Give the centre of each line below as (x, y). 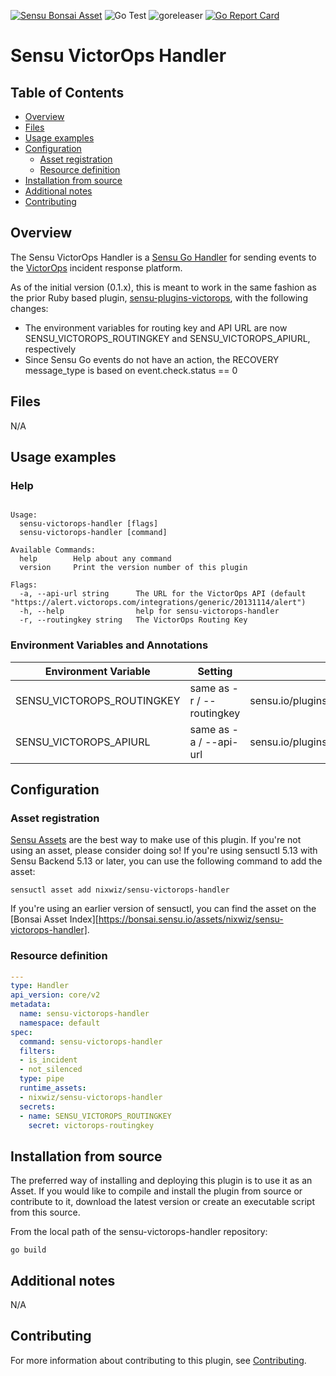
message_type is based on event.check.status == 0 (131, 370)
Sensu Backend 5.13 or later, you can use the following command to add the (166, 861)
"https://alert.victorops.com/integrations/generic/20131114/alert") (158, 603)
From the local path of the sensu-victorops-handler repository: (139, 1232)
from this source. (45, 1212)
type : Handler (40, 986)
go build (28, 1250)
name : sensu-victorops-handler (84, 1014)
